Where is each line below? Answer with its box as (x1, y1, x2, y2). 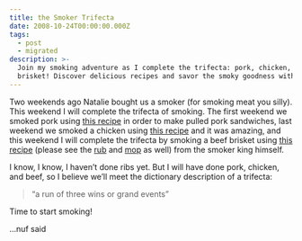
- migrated (17, 47, 58, 56)
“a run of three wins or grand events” (31, 188, 169, 199)
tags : (9, 30, 30, 39)
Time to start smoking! (9, 206, 93, 217)
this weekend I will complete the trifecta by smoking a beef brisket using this (9, 134, 293, 145)
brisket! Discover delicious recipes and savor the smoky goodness (17, 72, 276, 81)
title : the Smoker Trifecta (9, 13, 115, 22)
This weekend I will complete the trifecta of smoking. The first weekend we (9, 105, 288, 117)
